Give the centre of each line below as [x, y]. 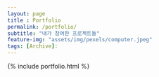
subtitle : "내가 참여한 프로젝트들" [53, 33]
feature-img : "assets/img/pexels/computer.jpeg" [80, 40]
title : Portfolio [34, 20]
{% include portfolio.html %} [49, 66]
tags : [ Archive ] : [33, 46]
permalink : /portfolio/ [42, 27]
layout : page [26, 14]
